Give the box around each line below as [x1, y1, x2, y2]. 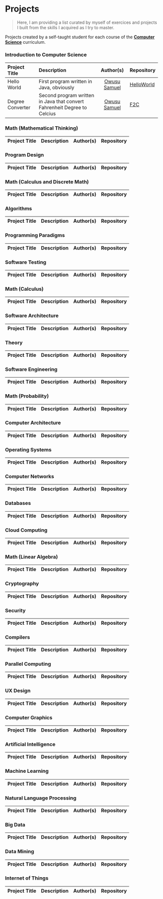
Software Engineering [5, 366, 58, 372]
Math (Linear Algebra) [5, 553, 58, 560]
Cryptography [5, 580, 39, 587]
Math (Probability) [5, 393, 49, 400]
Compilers [5, 633, 30, 640]
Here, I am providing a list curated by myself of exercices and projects [16, 19, 157, 25]
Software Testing [5, 259, 47, 266]
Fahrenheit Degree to [38, 104, 87, 111]
